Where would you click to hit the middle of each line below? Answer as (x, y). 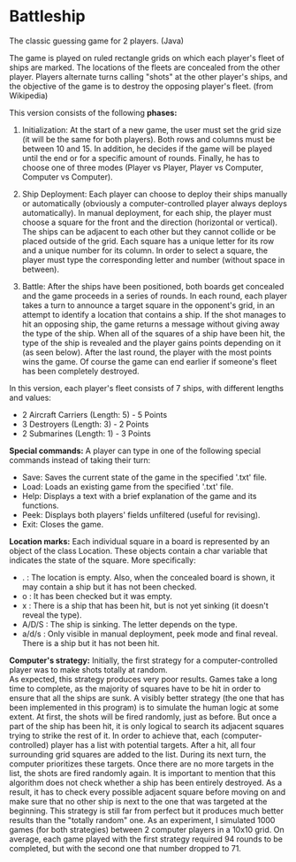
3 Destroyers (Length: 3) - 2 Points (85, 424)
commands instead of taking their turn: (80, 460)
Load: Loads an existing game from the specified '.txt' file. (128, 486)
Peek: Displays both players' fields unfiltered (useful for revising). (141, 514)
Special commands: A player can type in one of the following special (135, 450)
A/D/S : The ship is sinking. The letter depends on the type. (129, 624)
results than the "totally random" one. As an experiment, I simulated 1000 (142, 820)
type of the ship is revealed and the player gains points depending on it (151, 342)
